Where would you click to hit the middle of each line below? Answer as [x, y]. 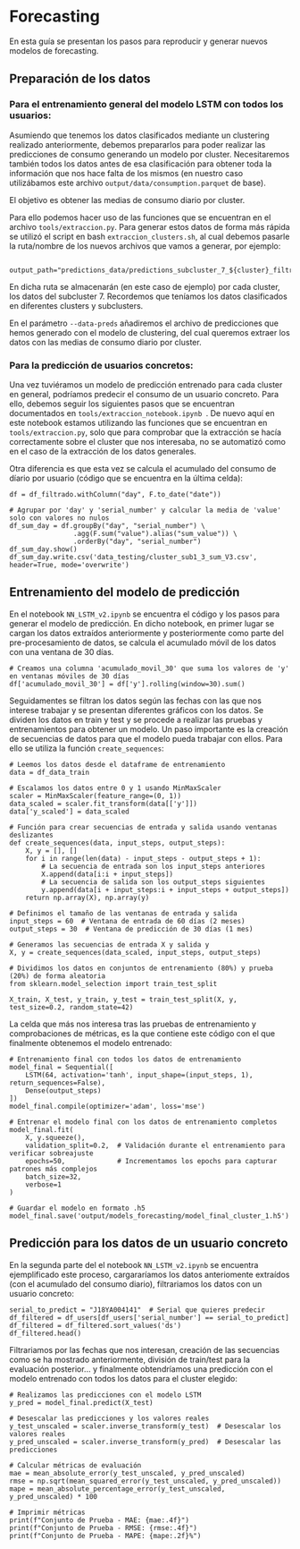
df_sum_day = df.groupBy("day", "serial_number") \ [107, 525]
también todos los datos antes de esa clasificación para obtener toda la [141, 164]
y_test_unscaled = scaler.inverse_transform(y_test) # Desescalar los [145, 1426]
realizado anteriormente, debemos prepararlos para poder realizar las [137, 144]
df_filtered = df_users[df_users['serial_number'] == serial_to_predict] [150, 1317]
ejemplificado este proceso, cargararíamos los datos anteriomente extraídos [150, 1274]
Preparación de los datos [80, 79]
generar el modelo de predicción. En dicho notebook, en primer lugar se [142, 623]
